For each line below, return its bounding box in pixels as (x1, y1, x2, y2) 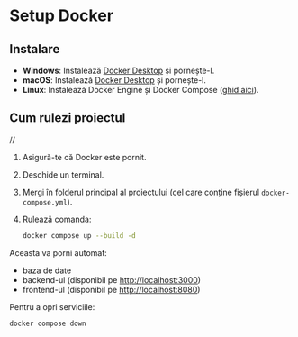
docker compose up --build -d (22, 231, 137, 240)
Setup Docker (9, 5, 114, 26)
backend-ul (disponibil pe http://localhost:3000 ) (22, 274, 201, 285)
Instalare (9, 41, 60, 57)
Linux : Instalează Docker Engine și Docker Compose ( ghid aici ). (22, 85, 259, 95)
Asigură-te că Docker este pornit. (22, 151, 147, 162)
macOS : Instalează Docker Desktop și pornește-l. (22, 75, 207, 86)
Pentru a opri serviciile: (9, 301, 95, 312)
